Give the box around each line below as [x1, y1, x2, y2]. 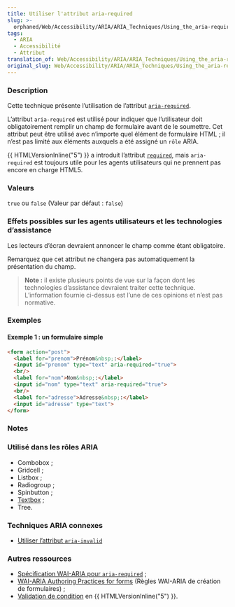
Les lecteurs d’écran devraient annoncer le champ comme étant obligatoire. [7, 241, 226, 249]
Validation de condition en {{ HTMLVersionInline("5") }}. [17, 592, 178, 601]
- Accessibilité [13, 43, 61, 50]
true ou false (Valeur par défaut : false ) [7, 199, 124, 207]
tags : [7, 29, 23, 37]
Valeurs [7, 183, 34, 193]
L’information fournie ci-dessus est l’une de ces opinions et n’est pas [24, 291, 223, 299]
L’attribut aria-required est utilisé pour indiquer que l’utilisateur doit [7, 115, 203, 123]
